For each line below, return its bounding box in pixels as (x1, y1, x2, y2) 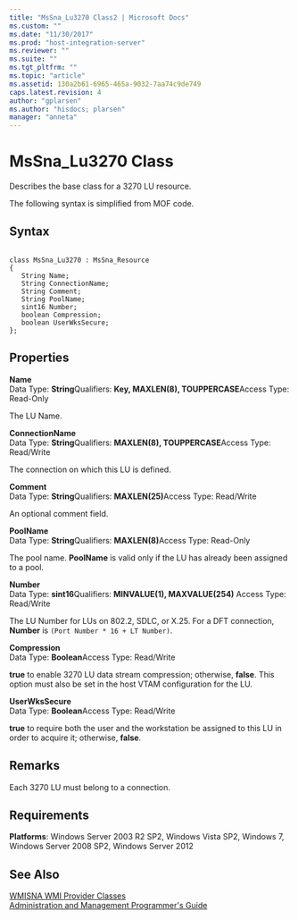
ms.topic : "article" (9, 72, 87, 80)
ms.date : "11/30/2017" (9, 30, 94, 38)
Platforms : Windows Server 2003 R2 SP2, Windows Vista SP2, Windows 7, (9, 831, 285, 842)
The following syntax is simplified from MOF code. (9, 198, 195, 209)
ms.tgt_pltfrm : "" (9, 63, 78, 72)
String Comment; (21, 287, 82, 296)
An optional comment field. (9, 508, 109, 519)
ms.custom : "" (9, 21, 62, 30)
